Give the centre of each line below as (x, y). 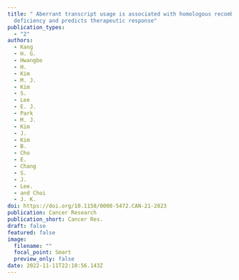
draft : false (27, 226)
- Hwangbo (28, 61)
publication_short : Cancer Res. (55, 219)
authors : (20, 41)
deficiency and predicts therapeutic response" (86, 21)
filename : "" (33, 246)
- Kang (23, 47)
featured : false (31, 232)
